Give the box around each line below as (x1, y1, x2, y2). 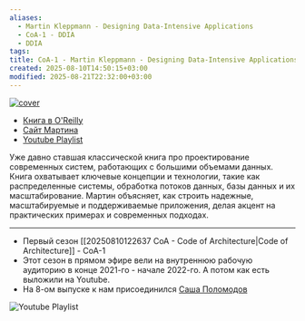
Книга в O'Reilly (22, 114, 84, 125)
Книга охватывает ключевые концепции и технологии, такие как (9, 170, 261, 181)
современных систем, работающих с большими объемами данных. (9, 160, 274, 172)
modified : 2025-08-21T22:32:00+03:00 (9, 73, 152, 82)
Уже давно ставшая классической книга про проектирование (9, 151, 250, 162)
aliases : (9, 13, 43, 23)
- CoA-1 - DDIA (17, 30, 75, 39)
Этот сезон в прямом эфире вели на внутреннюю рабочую (22, 255, 253, 266)
